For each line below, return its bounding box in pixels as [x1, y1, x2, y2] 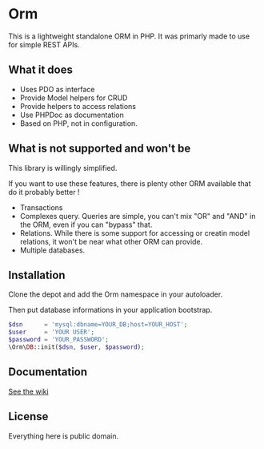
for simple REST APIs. [8, 39, 80, 49]
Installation [8, 268, 66, 281]
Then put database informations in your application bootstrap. [8, 305, 213, 315]
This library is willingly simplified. [8, 163, 118, 172]
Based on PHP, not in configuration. [19, 118, 138, 128]
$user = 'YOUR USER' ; [8, 328, 94, 337]
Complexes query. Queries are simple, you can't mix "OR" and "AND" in [19, 211, 256, 220]
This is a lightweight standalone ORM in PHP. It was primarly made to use [8, 31, 250, 41]
